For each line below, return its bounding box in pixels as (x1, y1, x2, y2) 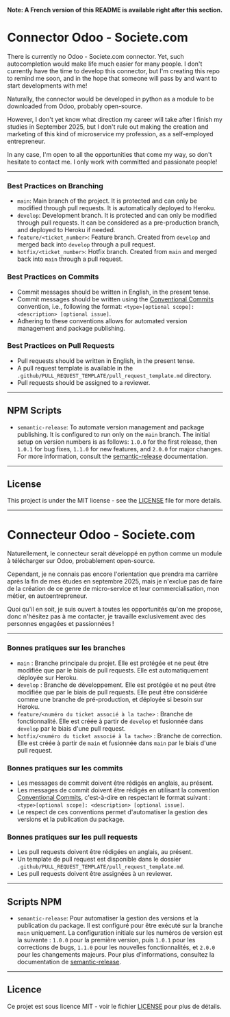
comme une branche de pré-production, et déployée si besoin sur (16, 695, 203, 703)
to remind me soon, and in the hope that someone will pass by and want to (7, 74, 218, 82)
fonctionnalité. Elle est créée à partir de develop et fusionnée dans (16, 717, 204, 725)
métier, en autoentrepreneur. (7, 592, 88, 600)
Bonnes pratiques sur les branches (7, 643, 126, 653)
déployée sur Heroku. (16, 673, 79, 681)
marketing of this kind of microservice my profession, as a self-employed (7, 129, 214, 138)
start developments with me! (7, 81, 88, 90)
